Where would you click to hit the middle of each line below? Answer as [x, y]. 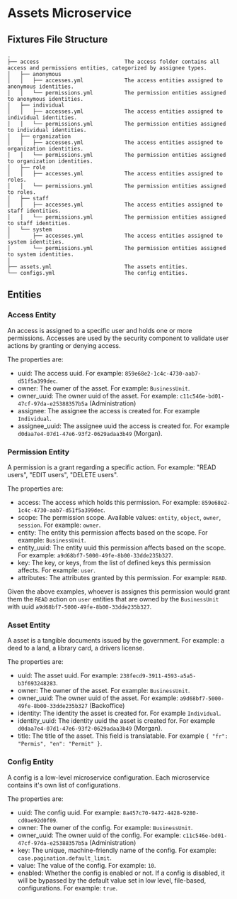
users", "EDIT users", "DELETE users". [63, 474]
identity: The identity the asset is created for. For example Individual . [119, 713]
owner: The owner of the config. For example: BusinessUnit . [105, 827]
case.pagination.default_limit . [64, 858]
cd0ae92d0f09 [37, 821]
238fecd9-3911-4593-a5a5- [158, 676]
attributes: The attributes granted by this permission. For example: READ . [122, 577]
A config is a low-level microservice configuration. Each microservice [109, 777]
